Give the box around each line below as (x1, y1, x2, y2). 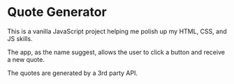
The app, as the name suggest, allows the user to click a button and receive (7, 48, 226, 56)
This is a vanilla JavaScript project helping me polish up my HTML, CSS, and (7, 27, 227, 35)
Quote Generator (7, 4, 107, 20)
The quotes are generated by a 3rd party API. (7, 69, 138, 77)
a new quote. (7, 55, 45, 63)
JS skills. (7, 34, 33, 42)
